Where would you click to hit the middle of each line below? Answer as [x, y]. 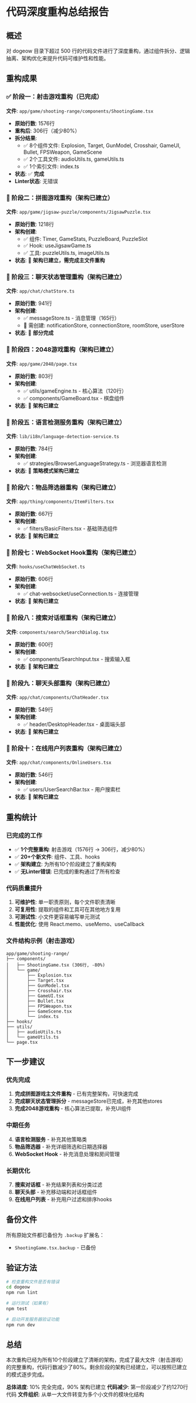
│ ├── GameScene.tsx [39, 1011]
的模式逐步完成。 [27, 1375]
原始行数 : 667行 [34, 514]
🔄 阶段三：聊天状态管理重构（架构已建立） [66, 277]
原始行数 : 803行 [34, 376]
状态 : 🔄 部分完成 [34, 333]
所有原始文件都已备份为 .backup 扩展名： [55, 1235]
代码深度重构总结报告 [58, 12]
